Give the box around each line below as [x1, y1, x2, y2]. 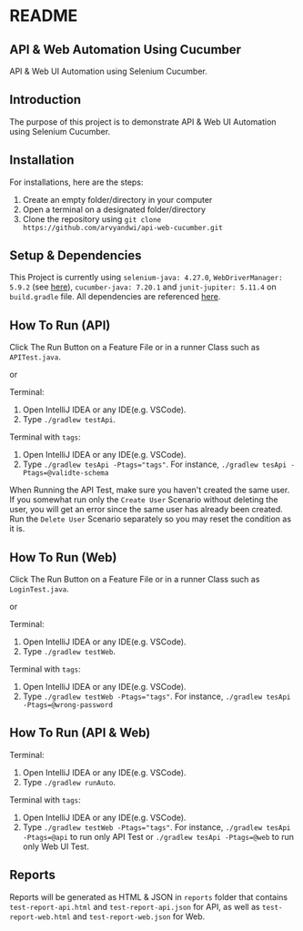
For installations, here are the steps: [9, 177, 144, 187]
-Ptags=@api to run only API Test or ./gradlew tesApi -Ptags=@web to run [22, 831, 294, 842]
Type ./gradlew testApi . [22, 414, 116, 425]
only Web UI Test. [22, 841, 89, 852]
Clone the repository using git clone [22, 213, 162, 224]
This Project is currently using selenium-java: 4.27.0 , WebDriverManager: [9, 272, 284, 283]
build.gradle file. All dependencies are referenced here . [9, 291, 221, 302]
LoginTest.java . [9, 583, 70, 594]
